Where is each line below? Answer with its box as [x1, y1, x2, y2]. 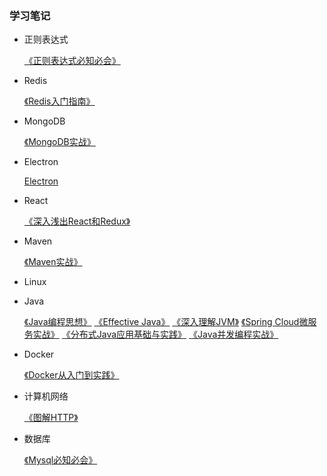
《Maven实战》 [23, 256, 83, 268]
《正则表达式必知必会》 [23, 55, 121, 67]
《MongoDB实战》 [23, 136, 96, 148]
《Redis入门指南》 [23, 95, 96, 107]
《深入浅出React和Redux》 [23, 215, 131, 227]
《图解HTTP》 [23, 412, 79, 424]
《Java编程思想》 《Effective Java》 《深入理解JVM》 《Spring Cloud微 [23, 316, 309, 328]
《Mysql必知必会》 [23, 454, 98, 466]
